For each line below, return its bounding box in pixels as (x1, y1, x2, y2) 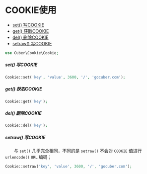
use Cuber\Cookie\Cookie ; (5, 50, 59, 55)
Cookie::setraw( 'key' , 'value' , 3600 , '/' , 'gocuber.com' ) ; (5, 164, 133, 169)
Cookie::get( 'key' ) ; (5, 99, 48, 104)
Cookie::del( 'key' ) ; (5, 123, 48, 128)
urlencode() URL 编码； (5, 154, 52, 160)
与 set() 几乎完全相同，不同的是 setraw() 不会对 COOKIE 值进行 (13, 148, 142, 154)
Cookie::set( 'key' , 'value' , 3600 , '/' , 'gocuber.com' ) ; (5, 75, 126, 80)
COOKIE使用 (5, 4, 57, 16)
